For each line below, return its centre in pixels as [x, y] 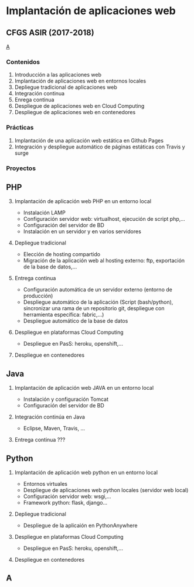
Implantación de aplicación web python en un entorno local [86, 472]
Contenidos [23, 62]
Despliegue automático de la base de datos [76, 321]
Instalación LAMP [44, 213]
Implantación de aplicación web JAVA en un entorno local [84, 388]
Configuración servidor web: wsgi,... [67, 496]
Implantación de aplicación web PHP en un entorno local [83, 201]
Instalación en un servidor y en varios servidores [82, 231]
